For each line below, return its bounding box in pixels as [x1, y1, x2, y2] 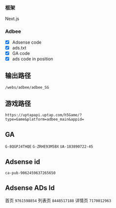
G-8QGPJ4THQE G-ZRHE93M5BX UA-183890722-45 [5, 144, 93, 149]
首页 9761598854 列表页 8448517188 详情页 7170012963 [5, 197, 112, 203]
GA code [12, 50, 30, 56]
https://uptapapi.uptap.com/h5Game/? [5, 113, 82, 118]
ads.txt [12, 45, 26, 51]
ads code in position [12, 55, 53, 62]
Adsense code [12, 39, 42, 45]
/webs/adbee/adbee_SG [5, 85, 49, 90]
